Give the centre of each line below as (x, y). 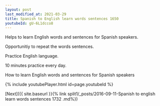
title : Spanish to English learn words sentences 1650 (62, 19)
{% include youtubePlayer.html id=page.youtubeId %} (59, 85)
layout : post (18, 10)
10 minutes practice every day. (36, 65)
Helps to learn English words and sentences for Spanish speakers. (72, 37)
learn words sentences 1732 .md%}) (41, 99)
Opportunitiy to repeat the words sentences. (50, 46)
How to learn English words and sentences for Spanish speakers (70, 75)
